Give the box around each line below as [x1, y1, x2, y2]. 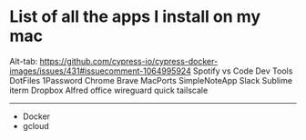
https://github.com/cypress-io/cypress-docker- [39, 55, 219, 66]
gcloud [22, 120, 50, 131]
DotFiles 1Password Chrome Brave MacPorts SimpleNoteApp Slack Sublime [9, 75, 293, 85]
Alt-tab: [9, 55, 38, 66]
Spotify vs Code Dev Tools [192, 65, 293, 76]
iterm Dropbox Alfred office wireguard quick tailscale [9, 85, 209, 95]
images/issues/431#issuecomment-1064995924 [9, 65, 191, 76]
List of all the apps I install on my [9, 6, 261, 27]
